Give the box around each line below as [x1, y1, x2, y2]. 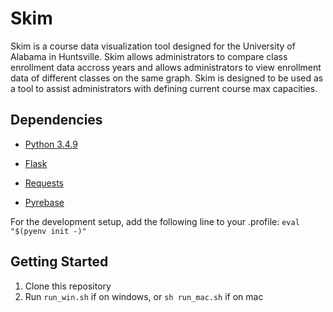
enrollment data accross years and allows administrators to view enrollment [10, 61, 322, 73]
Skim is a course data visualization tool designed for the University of [10, 40, 296, 52]
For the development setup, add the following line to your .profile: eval [10, 215, 300, 227]
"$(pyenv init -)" [10, 226, 87, 236]
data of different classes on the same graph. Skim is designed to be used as [10, 72, 324, 84]
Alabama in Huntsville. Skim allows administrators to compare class [10, 50, 288, 62]
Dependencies [10, 112, 103, 129]
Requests [24, 177, 64, 189]
